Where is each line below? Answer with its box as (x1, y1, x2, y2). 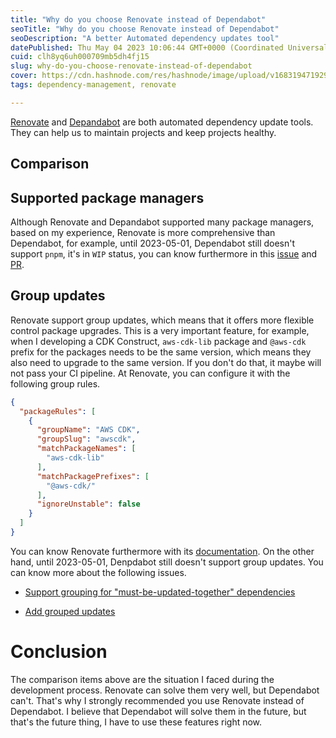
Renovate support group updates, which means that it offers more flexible (10, 314, 315, 326)
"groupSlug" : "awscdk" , (36, 434, 137, 445)
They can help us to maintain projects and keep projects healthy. (10, 126, 277, 138)
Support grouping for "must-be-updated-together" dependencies (24, 586, 296, 598)
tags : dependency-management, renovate (10, 80, 177, 90)
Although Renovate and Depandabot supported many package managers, (10, 216, 315, 228)
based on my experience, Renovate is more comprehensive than (10, 226, 276, 238)
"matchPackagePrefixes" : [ (36, 471, 150, 481)
